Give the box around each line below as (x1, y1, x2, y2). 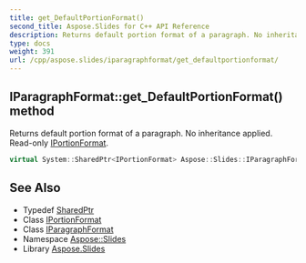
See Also (9, 180, 61, 196)
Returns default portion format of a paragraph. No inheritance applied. (9, 127, 273, 138)
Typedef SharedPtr (22, 204, 95, 215)
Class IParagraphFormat (22, 224, 114, 235)
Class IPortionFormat (22, 214, 102, 225)
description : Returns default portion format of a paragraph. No (9, 30, 262, 39)
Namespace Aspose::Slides (22, 233, 127, 244)
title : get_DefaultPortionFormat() (9, 13, 145, 23)
